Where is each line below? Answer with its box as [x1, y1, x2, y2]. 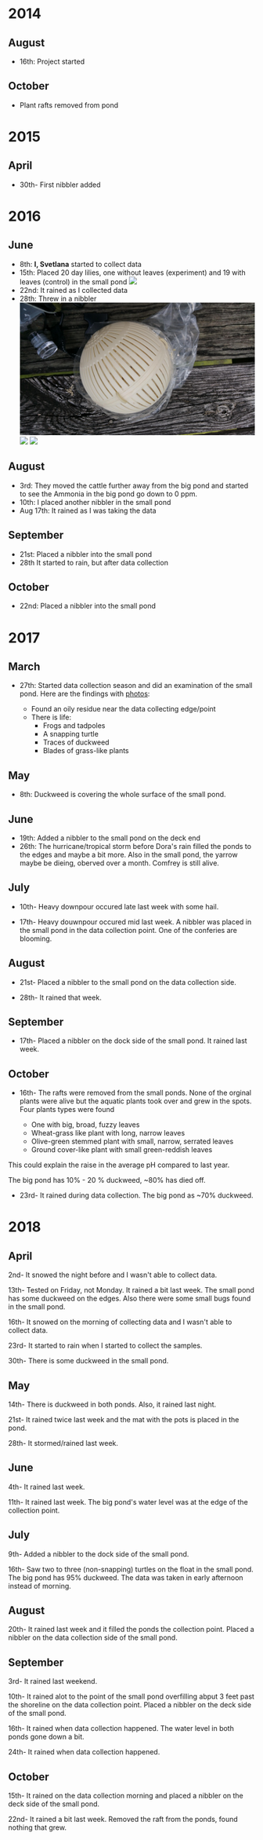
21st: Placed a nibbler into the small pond [19, 549, 153, 558]
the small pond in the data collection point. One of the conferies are [19, 925, 237, 935]
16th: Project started [19, 57, 85, 66]
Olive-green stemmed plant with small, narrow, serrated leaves [31, 1136, 234, 1147]
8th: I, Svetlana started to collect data [19, 259, 142, 269]
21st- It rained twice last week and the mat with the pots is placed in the [8, 1415, 240, 1425]
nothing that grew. [8, 1823, 67, 1832]
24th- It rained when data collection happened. [8, 1747, 160, 1757]
